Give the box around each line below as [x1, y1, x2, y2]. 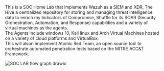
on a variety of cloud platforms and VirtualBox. [5, 35, 99, 41]
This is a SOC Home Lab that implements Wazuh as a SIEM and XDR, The [5, 4, 153, 10]
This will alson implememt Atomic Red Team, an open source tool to [5, 41, 142, 46]
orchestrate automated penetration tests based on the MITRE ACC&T [5, 46, 144, 51]
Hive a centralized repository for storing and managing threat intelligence [5, 9, 153, 15]
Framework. [5, 51, 29, 57]
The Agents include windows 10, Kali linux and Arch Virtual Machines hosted [5, 30, 159, 36]
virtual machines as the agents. [5, 25, 69, 31]
